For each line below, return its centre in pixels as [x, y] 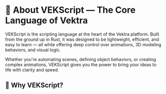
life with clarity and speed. [32, 70]
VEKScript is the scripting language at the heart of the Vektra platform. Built [82, 34]
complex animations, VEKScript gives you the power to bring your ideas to [81, 64]
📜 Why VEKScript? [34, 85]
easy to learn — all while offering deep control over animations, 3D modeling [83, 44]
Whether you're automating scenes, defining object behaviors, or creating [81, 59]
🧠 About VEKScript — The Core [70, 10]
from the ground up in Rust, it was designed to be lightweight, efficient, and [82, 39]
